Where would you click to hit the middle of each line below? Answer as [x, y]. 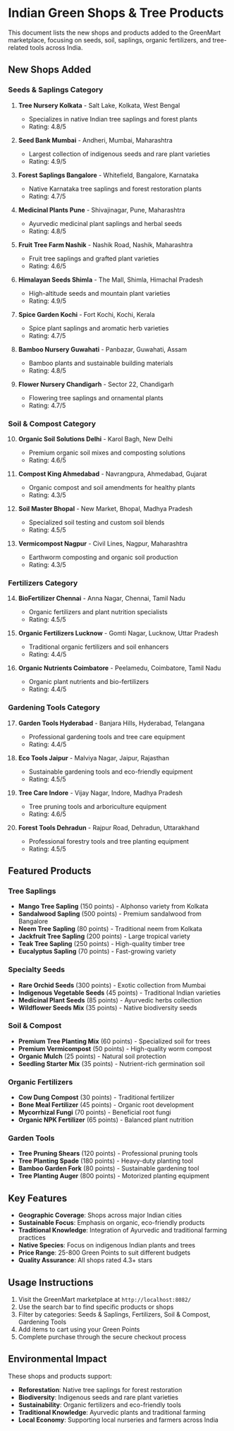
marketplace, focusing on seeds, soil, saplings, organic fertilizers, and [109, 40]
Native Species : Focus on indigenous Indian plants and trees [107, 1245]
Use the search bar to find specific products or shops [96, 1307]
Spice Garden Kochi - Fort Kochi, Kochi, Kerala [87, 314]
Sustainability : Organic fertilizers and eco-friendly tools [100, 1405]
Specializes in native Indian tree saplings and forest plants [113, 119]
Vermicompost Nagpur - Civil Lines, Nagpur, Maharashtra [103, 543]
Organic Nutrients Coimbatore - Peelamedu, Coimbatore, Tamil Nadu [119, 668]
